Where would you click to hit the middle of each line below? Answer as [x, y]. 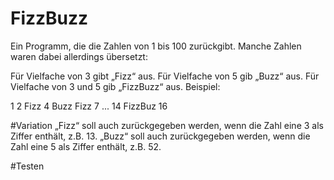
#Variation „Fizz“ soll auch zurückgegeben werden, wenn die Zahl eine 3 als [167, 125]
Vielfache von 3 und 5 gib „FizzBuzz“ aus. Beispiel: [115, 86]
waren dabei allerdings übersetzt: [79, 56]
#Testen [27, 166]
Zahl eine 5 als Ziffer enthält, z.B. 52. [86, 146]
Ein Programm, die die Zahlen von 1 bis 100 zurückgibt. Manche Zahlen [156, 46]
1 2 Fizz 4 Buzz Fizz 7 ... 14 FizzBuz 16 [89, 106]
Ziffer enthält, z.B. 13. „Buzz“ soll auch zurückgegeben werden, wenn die [160, 136]
